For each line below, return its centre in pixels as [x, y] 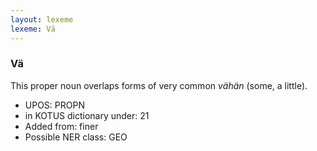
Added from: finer [61, 126]
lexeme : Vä [33, 29]
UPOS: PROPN [54, 105]
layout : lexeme [42, 19]
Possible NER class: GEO [76, 137]
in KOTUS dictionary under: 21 [87, 115]
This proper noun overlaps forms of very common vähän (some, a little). [159, 85]
